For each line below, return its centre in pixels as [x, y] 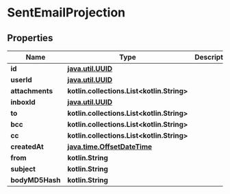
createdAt [27, 147]
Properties [30, 38]
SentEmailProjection [66, 13]
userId [21, 80]
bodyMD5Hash [36, 180]
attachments [32, 91]
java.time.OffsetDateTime [110, 147]
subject [23, 169]
